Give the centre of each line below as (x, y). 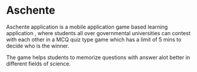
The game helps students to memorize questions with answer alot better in (98, 57)
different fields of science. (39, 64)
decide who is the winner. (38, 46)
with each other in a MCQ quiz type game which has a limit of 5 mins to (94, 39)
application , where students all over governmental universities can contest (98, 33)
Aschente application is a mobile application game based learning (87, 27)
